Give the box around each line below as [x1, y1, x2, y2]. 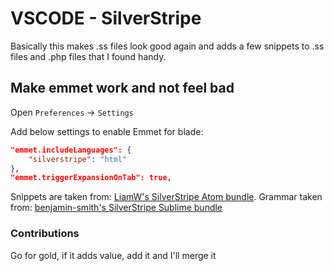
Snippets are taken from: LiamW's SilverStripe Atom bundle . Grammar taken [10, 191, 323, 203]
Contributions [10, 227, 80, 241]
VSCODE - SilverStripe [10, 7, 202, 30]
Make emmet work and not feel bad [10, 80, 235, 97]
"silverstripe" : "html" [28, 154, 128, 164]
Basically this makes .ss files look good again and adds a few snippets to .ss [10, 40, 325, 52]
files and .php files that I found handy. [10, 50, 167, 62]
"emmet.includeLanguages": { [10, 145, 132, 155]
